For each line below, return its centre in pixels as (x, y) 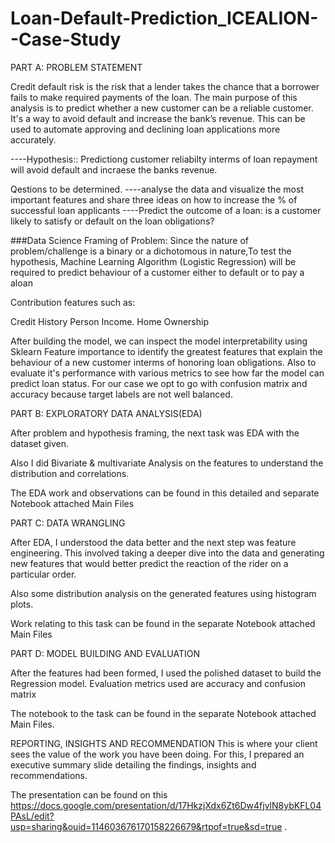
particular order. (43, 574)
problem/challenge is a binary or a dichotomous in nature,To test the (151, 251)
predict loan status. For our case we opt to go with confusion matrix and (159, 383)
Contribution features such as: (73, 302)
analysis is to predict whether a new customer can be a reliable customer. (162, 108)
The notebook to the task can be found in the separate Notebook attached (163, 713)
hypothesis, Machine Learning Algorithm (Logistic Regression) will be (153, 261)
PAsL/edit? (32, 816)
